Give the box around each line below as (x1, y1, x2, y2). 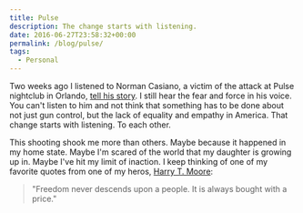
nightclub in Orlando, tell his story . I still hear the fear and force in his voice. (9, 90, 293, 101)
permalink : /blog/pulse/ (9, 38, 104, 48)
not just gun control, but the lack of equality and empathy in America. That (9, 110, 288, 120)
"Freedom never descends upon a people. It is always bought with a (31, 184, 288, 194)
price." (31, 193, 57, 204)
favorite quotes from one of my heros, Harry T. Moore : (9, 166, 214, 177)
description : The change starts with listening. (9, 22, 197, 31)
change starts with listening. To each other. (9, 119, 171, 130)
